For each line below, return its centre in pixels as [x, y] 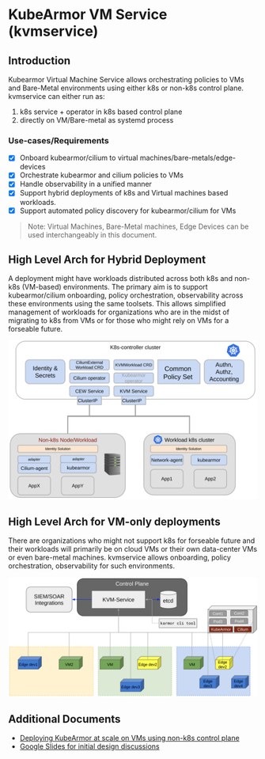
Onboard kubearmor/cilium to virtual [79, 158]
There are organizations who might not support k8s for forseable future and [132, 541]
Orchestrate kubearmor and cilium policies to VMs [102, 175]
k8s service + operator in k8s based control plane [101, 112]
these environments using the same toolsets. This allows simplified [117, 304]
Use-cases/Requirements [59, 140]
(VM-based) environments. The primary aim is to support [115, 287]
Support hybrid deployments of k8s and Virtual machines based [124, 193]
